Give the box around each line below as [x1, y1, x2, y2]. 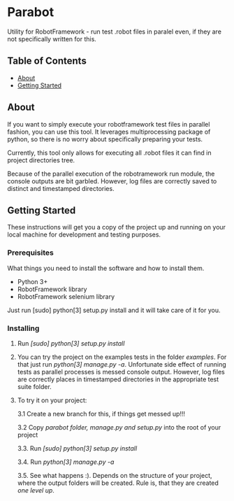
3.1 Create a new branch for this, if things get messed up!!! [17, 409, 186, 418]
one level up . [17, 486, 54, 494]
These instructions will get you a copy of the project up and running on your [7, 223, 226, 232]
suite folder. [17, 382, 52, 390]
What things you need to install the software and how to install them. [7, 264, 205, 272]
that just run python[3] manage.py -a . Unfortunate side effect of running [17, 360, 227, 368]
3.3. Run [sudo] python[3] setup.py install [17, 444, 138, 452]
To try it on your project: [17, 396, 87, 404]
